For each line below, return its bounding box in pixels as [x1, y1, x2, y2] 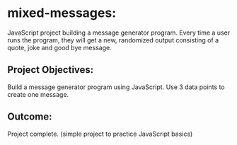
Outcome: [7, 111, 52, 123]
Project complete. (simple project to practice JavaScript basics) [7, 129, 193, 138]
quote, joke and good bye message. [7, 43, 112, 52]
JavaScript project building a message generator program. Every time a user [7, 28, 231, 37]
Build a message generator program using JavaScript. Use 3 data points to [7, 83, 225, 91]
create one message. [7, 90, 69, 98]
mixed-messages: [7, 5, 117, 21]
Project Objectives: [7, 64, 94, 76]
